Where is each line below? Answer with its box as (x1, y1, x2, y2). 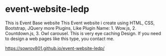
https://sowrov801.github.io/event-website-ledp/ (5, 45, 105, 51)
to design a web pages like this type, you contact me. (5, 36, 115, 42)
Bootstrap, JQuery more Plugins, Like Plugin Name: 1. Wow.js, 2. (5, 25, 137, 31)
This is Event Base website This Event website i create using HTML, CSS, (5, 20, 155, 26)
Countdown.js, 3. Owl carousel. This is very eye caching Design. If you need (5, 30, 162, 36)
